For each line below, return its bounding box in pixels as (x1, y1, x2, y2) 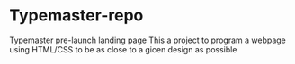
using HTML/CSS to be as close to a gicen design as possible (9, 44, 237, 54)
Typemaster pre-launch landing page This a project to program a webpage (9, 35, 286, 45)
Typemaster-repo (9, 5, 144, 26)
